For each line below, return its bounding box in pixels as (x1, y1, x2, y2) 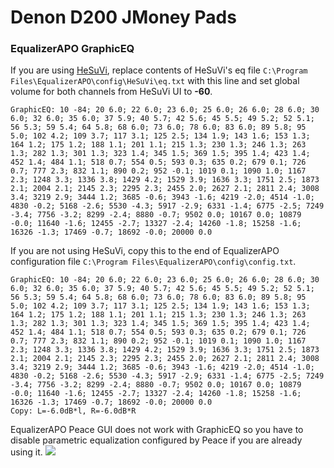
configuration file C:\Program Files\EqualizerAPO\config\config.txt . (10, 256, 297, 268)
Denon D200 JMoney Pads (10, 6, 237, 29)
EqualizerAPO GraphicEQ (10, 42, 135, 56)
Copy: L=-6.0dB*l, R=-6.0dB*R (10, 406, 137, 416)
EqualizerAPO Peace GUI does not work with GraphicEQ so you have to (10, 424, 304, 436)
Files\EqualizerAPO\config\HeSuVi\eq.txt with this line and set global (10, 75, 300, 87)
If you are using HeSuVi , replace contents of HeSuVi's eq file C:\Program (10, 64, 308, 76)
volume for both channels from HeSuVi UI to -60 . (10, 86, 213, 98)
